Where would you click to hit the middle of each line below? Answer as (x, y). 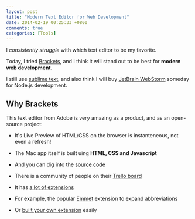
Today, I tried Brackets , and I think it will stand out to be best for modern (93, 62)
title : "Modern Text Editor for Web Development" (68, 17)
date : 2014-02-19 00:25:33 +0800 (47, 22)
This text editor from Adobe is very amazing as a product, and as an (88, 117)
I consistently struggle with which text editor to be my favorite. (81, 50)
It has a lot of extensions (44, 187)
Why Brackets (32, 104)
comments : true (25, 28)
